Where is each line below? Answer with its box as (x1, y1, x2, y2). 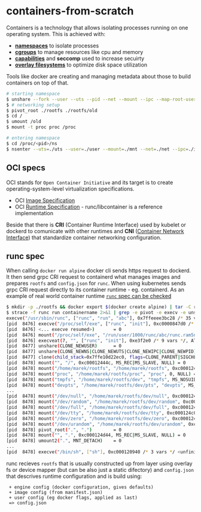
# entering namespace (6, 135, 60, 141)
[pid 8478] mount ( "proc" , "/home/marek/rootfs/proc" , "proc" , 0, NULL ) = (6, 371, 197, 377)
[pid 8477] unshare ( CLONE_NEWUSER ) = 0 (6, 343, 121, 349)
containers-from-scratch (6, 4, 134, 18)
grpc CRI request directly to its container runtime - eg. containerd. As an (6, 286, 184, 293)
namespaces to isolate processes (14, 42, 99, 49)
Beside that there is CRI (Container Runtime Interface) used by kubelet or (6, 221, 187, 228)
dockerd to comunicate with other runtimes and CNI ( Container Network (6, 227, 184, 234)
